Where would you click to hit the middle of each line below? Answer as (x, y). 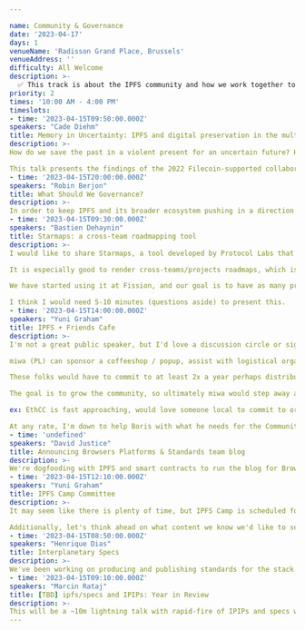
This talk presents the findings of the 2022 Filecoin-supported (135, 169)
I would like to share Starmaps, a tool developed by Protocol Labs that (152, 253)
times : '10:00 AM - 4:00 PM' (64, 102)
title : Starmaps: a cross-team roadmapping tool (103, 236)
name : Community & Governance (67, 25)
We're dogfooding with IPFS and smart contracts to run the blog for (144, 468)
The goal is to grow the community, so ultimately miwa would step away (150, 394)
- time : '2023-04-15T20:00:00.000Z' (79, 177)
